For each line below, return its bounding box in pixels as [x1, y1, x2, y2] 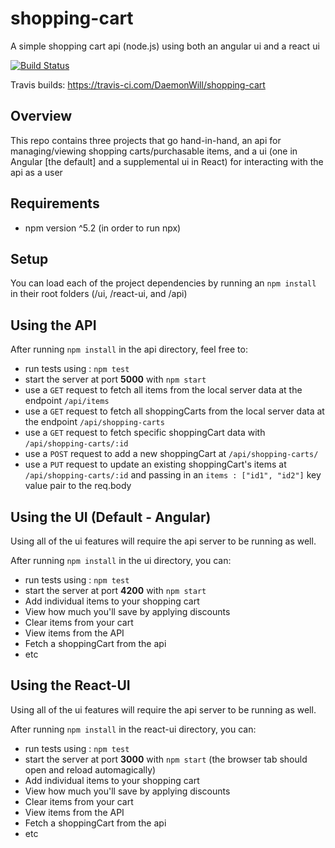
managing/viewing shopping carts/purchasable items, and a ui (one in [10, 145, 298, 157]
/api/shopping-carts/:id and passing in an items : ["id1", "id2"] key [24, 469, 322, 481]
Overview [10, 108, 73, 125]
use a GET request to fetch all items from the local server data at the [24, 384, 303, 396]
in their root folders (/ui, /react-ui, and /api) [10, 288, 188, 300]
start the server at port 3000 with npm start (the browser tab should [24, 753, 308, 765]
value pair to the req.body [24, 480, 132, 492]
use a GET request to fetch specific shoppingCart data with [24, 427, 266, 439]
